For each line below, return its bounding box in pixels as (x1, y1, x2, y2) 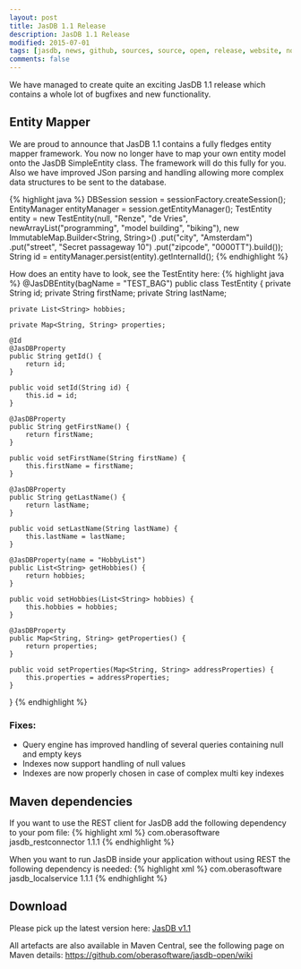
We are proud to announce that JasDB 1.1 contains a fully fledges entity (9, 138, 271, 149)
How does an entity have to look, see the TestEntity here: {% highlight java (9, 268, 285, 279)
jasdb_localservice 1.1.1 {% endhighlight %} (9, 872, 168, 883)
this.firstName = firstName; (25, 461, 134, 470)
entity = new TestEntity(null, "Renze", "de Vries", (9, 212, 188, 224)
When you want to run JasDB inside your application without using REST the (9, 853, 291, 864)
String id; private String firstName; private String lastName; (9, 287, 227, 298)
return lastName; (25, 501, 90, 510)
